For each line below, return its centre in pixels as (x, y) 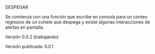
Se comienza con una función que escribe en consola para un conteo (76, 17)
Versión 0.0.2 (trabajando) (32, 37)
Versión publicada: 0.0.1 (29, 46)
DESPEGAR (17, 7)
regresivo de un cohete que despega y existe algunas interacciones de (78, 22)
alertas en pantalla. (25, 27)
